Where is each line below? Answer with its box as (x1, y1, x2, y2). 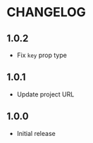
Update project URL (16, 89, 75, 99)
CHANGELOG (6, 4, 86, 20)
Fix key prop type (16, 51, 68, 59)
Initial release (16, 129, 56, 137)
